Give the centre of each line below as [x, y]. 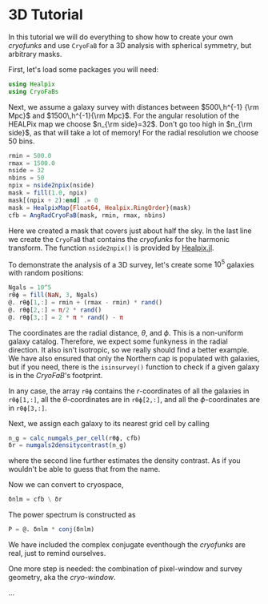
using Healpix [32, 84]
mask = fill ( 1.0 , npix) [48, 193]
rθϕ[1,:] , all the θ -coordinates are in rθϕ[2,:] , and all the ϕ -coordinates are [134, 399]
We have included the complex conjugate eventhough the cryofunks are [127, 545]
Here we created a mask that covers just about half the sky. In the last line [130, 231]
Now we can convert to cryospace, [66, 485]
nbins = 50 [26, 178]
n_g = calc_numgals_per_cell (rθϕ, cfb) [75, 438]
